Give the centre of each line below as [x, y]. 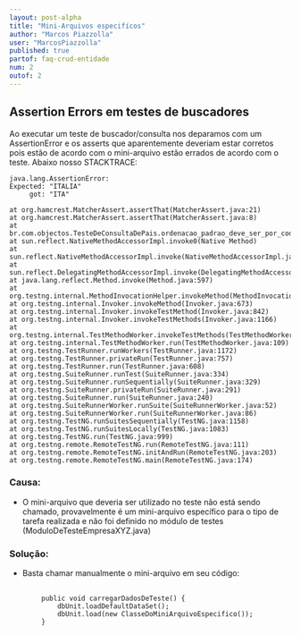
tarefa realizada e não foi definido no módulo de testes [123, 521]
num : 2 [21, 68]
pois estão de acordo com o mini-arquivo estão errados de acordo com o [144, 152]
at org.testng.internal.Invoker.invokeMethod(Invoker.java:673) [131, 304]
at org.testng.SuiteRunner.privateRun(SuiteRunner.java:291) [125, 390]
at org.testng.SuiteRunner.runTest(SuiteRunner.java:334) [119, 374]
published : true [39, 51]
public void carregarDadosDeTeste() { [113, 599]
